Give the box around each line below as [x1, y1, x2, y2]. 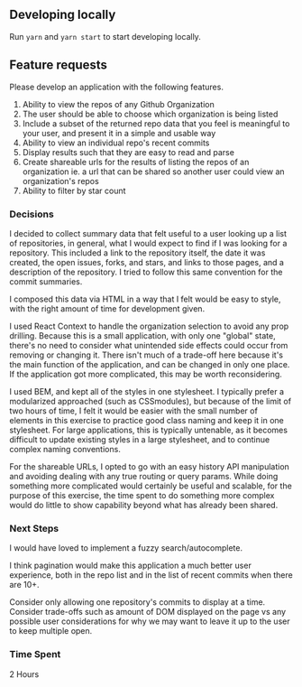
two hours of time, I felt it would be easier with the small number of [9, 405, 259, 416]
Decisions [9, 208, 54, 220]
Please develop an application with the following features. [9, 81, 224, 92]
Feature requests [9, 58, 108, 73]
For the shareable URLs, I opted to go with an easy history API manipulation [9, 460, 290, 472]
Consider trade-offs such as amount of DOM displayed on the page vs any [9, 607, 287, 617]
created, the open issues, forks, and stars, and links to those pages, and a [9, 256, 284, 267]
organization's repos [22, 175, 99, 186]
